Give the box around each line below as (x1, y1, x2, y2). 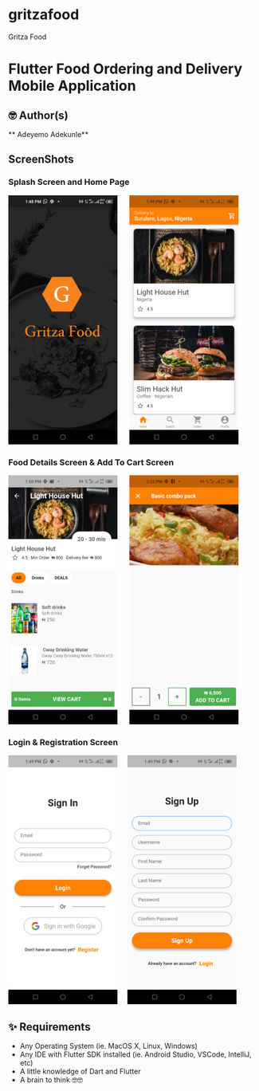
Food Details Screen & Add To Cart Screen (8, 457, 175, 468)
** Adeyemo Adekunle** (8, 129, 89, 139)
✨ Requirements (8, 1020, 91, 1034)
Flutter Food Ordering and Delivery (8, 60, 243, 78)
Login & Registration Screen (8, 736, 118, 748)
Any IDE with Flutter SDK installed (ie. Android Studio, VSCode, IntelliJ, (19, 1050, 252, 1059)
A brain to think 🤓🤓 (19, 1075, 84, 1085)
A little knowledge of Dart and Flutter (19, 1066, 141, 1077)
